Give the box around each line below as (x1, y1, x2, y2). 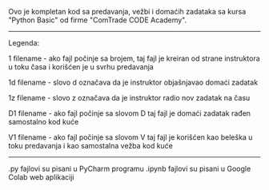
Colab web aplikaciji (8, 172, 74, 182)
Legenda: (8, 38, 40, 47)
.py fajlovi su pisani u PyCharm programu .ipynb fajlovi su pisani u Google (8, 164, 251, 173)
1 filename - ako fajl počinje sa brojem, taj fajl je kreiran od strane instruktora (8, 53, 260, 63)
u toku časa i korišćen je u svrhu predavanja (8, 62, 154, 71)
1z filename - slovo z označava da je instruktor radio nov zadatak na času (8, 93, 251, 102)
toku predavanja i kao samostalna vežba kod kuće (8, 141, 174, 150)
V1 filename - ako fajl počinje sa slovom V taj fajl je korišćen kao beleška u (8, 133, 253, 142)
